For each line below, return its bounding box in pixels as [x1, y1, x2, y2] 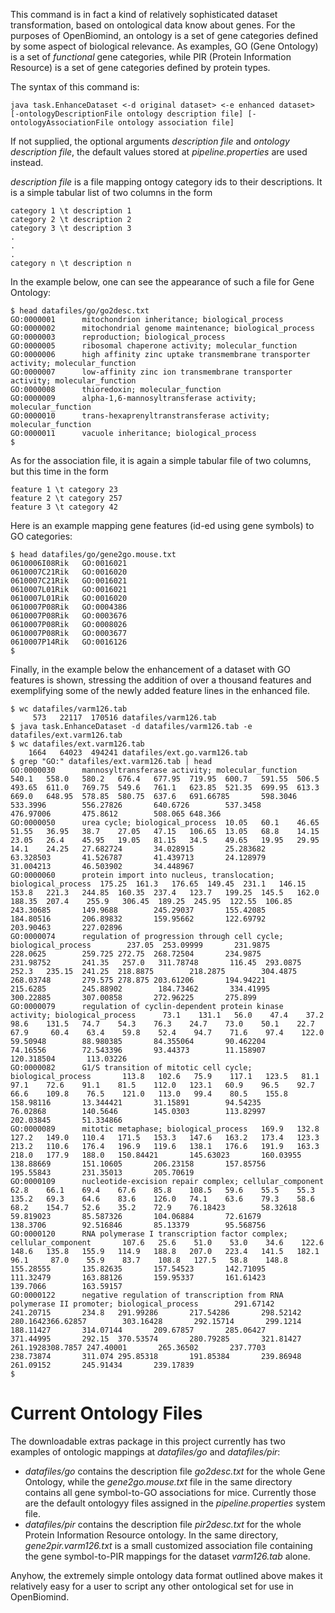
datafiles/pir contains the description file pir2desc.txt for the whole [24, 1518, 302, 1530]
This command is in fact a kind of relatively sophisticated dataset [10, 9, 278, 20]
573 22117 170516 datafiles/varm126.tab [32, 713, 217, 723]
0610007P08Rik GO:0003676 [10, 611, 128, 621]
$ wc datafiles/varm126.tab [10, 704, 128, 714]
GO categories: [10, 530, 73, 542]
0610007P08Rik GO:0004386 [10, 602, 128, 612]
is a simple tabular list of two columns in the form [10, 187, 213, 198]
